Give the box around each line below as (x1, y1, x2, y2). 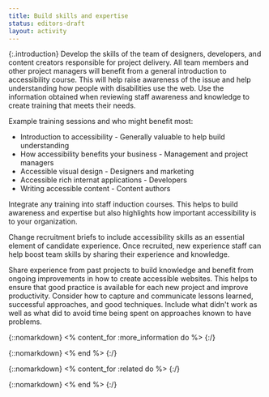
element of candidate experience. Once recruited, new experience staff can (8, 241, 262, 251)
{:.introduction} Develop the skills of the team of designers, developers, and (8, 49, 262, 59)
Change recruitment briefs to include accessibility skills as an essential (8, 233, 245, 242)
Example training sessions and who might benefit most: (8, 117, 194, 126)
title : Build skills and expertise (8, 11, 129, 20)
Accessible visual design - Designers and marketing (19, 167, 194, 177)
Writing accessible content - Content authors (19, 184, 171, 194)
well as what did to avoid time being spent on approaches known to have (8, 309, 252, 318)
